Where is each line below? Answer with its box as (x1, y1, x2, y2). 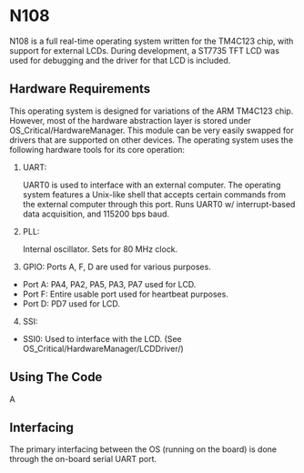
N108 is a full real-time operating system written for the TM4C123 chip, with (9, 35, 294, 46)
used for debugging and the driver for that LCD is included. (9, 55, 231, 65)
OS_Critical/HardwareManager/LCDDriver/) (22, 343, 184, 354)
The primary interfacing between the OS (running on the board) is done (9, 444, 278, 455)
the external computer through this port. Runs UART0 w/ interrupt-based (22, 198, 296, 209)
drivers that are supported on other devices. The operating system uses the (9, 134, 294, 146)
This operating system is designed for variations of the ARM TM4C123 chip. (9, 106, 294, 116)
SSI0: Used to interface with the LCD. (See (22, 333, 182, 344)
